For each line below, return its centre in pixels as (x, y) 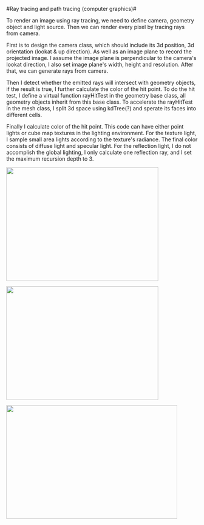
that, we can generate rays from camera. (57, 71)
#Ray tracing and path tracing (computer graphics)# (71, 9)
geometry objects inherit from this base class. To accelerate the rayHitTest (100, 102)
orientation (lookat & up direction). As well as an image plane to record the (99, 52)
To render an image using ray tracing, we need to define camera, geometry (100, 20)
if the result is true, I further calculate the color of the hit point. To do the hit (101, 89)
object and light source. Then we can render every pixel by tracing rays (96, 27)
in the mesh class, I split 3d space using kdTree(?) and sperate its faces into (101, 108)
